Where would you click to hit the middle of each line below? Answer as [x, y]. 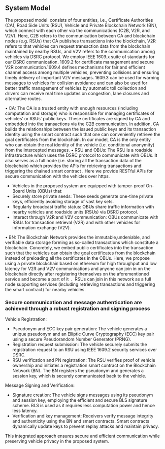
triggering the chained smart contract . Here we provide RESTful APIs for [79, 171]
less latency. [25, 411]
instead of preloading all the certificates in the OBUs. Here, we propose [78, 258]
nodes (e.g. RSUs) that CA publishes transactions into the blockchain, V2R [81, 41]
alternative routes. [24, 99]
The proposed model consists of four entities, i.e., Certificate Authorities [79, 20]
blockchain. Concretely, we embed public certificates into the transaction [79, 247]
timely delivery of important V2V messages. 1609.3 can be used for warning [82, 77]
